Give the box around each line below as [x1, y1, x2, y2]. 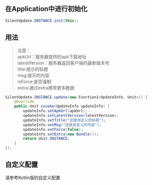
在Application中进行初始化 [5, 4, 88, 13]
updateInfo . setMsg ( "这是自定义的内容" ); [23, 122, 102, 127]
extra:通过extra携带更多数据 [17, 85, 75, 91]
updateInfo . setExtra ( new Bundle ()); [23, 131, 99, 137]
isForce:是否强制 [17, 79, 51, 85]
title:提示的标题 [17, 66, 48, 72]
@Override [14, 99, 35, 104]
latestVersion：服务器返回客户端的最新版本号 [17, 60, 110, 66]
